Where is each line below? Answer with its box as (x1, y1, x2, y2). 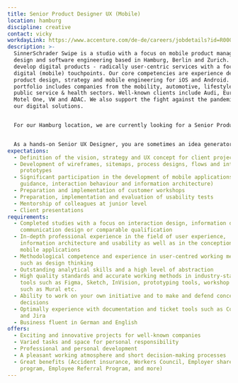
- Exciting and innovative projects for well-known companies (13, 332, 201, 339)
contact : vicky (7, 30, 52, 38)
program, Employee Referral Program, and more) (20, 365, 163, 372)
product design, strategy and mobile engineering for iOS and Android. (13, 76, 230, 84)
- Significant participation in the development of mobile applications (13, 174, 233, 181)
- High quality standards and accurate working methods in (13, 272, 192, 280)
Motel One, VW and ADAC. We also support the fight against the (13, 96, 208, 104)
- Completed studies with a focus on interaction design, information (13, 220, 227, 227)
